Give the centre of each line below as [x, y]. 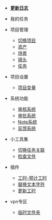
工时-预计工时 [32, 178]
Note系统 [27, 122]
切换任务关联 [31, 150]
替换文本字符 [31, 184]
